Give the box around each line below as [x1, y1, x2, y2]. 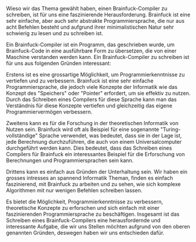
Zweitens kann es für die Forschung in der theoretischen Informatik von [6, 120, 178, 126]
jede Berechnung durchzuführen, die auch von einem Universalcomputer [6, 139, 182, 145]
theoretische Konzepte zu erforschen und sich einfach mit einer [6, 205, 160, 211]
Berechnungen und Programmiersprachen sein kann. [6, 157, 134, 164]
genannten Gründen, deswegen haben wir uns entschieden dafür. [6, 229, 165, 236]
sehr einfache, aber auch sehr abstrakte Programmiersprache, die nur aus [6, 18, 185, 24]
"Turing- [160, 126, 181, 133]
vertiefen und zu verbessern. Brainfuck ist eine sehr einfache [6, 77, 154, 84]
